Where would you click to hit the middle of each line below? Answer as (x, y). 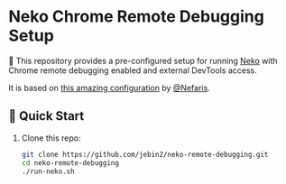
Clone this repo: (51, 138)
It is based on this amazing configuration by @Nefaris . (110, 87)
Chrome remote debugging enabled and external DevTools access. (133, 70)
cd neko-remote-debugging (70, 163)
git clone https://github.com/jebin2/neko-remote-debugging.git (145, 154)
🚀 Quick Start (46, 116)
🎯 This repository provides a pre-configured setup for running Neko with (143, 60)
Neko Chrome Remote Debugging (137, 17)
